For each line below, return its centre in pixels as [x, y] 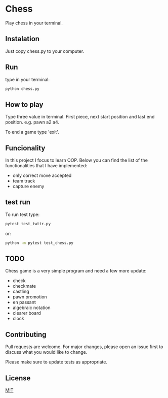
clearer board [27, 313]
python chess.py [22, 89]
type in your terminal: [27, 79]
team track [24, 181]
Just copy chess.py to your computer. [45, 51]
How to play [24, 104]
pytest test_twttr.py [28, 224]
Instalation [22, 39]
